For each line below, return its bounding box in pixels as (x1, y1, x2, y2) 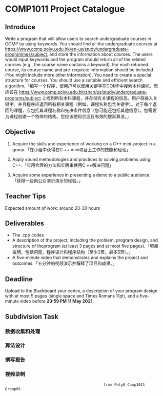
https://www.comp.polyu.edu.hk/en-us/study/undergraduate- (5, 46, 129, 52)
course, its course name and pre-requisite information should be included (5, 67, 153, 73)
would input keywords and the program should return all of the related (5, 57, 146, 62)
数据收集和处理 (5, 328, 41, 335)
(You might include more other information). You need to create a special (5, 72, 151, 78)
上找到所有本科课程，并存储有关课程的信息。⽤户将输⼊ (41, 95, 153, 101)
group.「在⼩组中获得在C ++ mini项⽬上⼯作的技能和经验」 (12, 146, 131, 152)
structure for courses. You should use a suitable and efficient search (5, 77, 143, 83)
